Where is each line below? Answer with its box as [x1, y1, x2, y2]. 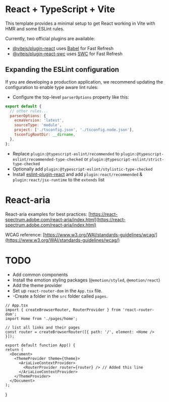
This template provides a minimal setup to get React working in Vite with [5, 20, 155, 26]
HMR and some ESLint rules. [5, 25, 65, 31]
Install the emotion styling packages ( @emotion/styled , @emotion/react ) [12, 277, 160, 283]
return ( [5, 347, 24, 352]
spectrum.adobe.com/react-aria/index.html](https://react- [5, 216, 126, 222]
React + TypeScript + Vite [5, 4, 115, 15]
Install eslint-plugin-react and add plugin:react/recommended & [12, 171, 143, 177]
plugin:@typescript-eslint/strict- [89, 157, 164, 162]
